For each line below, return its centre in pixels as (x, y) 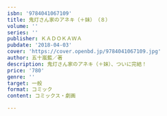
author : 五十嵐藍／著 (35, 58)
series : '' (23, 32)
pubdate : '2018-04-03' (40, 45)
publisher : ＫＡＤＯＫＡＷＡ (45, 39)
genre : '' (21, 77)
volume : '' (23, 26)
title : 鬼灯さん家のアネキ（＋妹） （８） (59, 20)
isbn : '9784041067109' (40, 13)
